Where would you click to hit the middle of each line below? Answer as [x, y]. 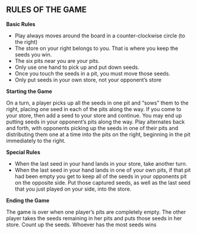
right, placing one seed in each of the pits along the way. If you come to [94, 109]
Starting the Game [29, 91]
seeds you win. [33, 54]
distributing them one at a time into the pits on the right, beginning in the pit [99, 134]
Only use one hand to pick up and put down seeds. [77, 67]
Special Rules [23, 152]
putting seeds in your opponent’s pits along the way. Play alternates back [96, 122]
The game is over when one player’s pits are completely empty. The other [96, 212]
